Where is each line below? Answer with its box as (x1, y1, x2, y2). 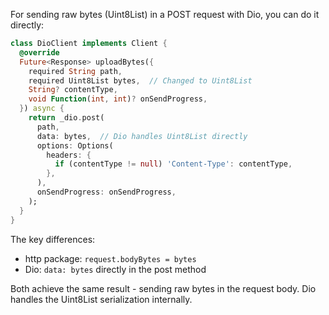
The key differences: (10, 233, 96, 245)
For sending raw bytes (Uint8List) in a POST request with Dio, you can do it (10, 9, 320, 20)
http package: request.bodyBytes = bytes (24, 252, 197, 264)
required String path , (28, 66, 123, 76)
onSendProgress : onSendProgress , (36, 187, 177, 197)
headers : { (46, 150, 92, 160)
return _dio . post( (28, 113, 105, 123)
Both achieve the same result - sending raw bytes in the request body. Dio (10, 282, 317, 294)
